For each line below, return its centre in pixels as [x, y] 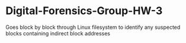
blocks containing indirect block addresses [58, 33]
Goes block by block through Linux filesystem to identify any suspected [93, 27]
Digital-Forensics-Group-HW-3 [84, 11]
